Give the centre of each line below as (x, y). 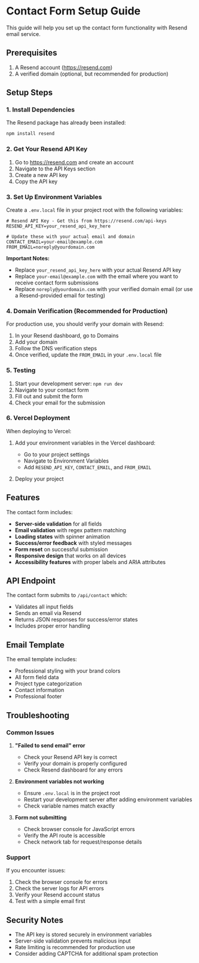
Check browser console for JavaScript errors (79, 829)
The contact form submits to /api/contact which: (67, 595)
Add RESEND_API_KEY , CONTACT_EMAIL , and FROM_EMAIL (87, 467)
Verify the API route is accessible (65, 835)
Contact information (39, 690)
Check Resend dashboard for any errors (73, 770)
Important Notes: (28, 258)
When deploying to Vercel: (39, 431)
